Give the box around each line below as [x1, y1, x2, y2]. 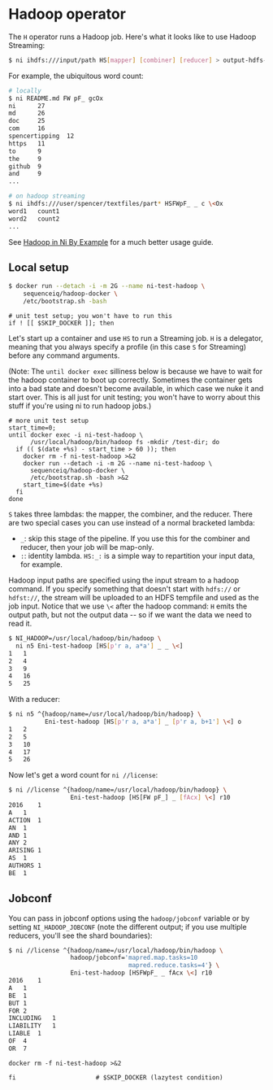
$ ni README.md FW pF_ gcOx [8, 94, 104, 102]
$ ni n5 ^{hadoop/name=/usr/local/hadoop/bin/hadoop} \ [8, 710, 201, 718]
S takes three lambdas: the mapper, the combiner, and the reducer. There [8, 509, 253, 519]
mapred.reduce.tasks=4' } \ [128, 961, 220, 970]
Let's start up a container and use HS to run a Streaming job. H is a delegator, [8, 334, 264, 342]
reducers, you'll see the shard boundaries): [8, 931, 153, 940]
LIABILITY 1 [8, 1022, 57, 1030]
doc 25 [8, 117, 45, 125]
